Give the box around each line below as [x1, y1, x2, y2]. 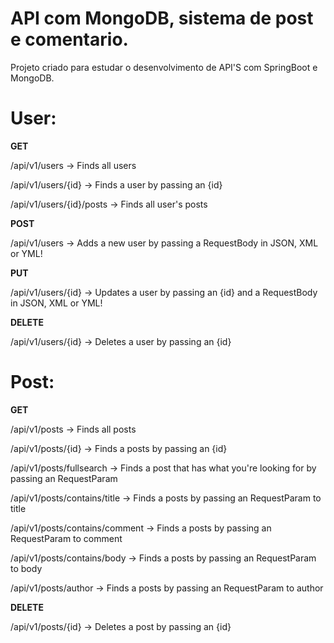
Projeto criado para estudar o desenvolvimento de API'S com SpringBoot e [10, 61, 318, 73]
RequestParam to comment [10, 532, 123, 544]
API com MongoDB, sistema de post [10, 7, 314, 30]
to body [10, 562, 43, 574]
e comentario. [10, 28, 129, 51]
